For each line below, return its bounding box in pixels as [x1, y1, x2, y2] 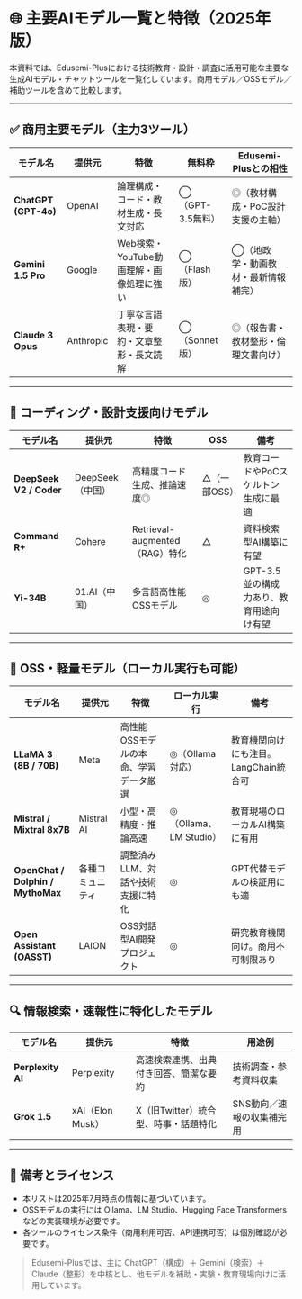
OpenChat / [13, 864, 65, 877]
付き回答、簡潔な [135, 1068, 209, 1080]
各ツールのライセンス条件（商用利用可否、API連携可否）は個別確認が [22, 1227, 280, 1238]
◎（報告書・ [231, 321, 286, 334]
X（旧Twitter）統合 [135, 1105, 217, 1117]
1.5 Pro [13, 269, 46, 282]
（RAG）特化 [131, 546, 187, 559]
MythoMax [13, 887, 62, 899]
